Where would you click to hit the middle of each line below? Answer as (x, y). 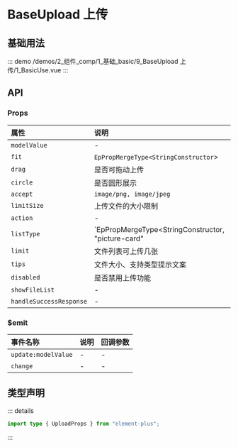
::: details (21, 410)
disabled (25, 277)
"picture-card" (119, 238)
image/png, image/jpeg (132, 194)
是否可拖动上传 (119, 170)
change (22, 366)
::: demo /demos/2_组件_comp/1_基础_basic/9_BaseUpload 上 (97, 61)
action (22, 218)
